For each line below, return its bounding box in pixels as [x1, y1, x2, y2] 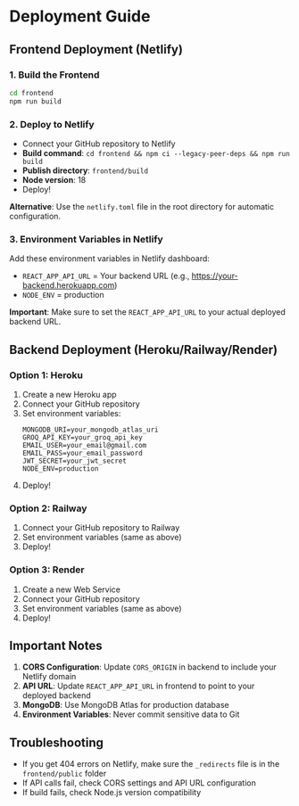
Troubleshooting [9, 735, 104, 750]
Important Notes [9, 637, 103, 653]
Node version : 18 [21, 174, 87, 185]
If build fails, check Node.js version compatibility [21, 787, 202, 798]
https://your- [191, 270, 238, 282]
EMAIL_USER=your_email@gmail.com [21, 440, 147, 449]
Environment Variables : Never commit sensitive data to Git [21, 709, 240, 720]
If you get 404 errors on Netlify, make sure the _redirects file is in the [21, 759, 280, 769]
